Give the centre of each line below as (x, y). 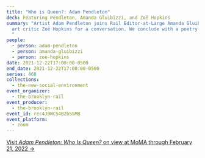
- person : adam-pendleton (45, 46)
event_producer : (27, 102)
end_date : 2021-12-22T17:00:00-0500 (53, 68)
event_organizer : (28, 91)
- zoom (20, 125)
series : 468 (21, 74)
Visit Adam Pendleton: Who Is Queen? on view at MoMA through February (99, 142)
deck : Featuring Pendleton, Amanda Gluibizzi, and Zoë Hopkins (88, 18)
